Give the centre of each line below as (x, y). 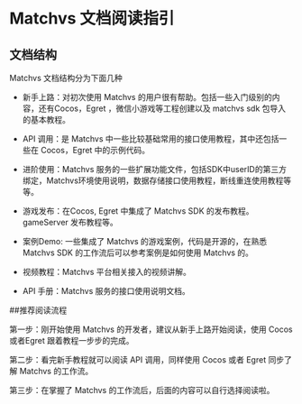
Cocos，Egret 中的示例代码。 (95, 150)
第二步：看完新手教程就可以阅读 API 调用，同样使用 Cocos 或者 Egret (138, 360)
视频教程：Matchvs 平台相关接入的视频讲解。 (107, 272)
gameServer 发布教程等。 (70, 222)
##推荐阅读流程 (38, 310)
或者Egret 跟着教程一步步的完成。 (72, 340)
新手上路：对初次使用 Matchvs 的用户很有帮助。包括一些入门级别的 (147, 97)
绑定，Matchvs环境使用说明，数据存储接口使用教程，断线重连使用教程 (153, 180)
